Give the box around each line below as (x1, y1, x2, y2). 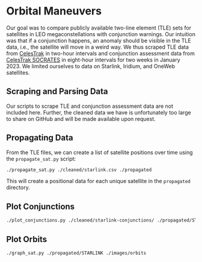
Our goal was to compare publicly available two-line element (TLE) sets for (6, 24, 191, 31)
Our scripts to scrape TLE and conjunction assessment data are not (6, 102, 173, 110)
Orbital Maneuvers (6, 4, 102, 18)
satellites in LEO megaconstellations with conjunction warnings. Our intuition (6, 30, 195, 37)
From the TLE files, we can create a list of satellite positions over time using (6, 149, 194, 156)
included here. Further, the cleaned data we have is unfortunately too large (6, 108, 191, 116)
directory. (6, 184, 30, 191)
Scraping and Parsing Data (6, 86, 108, 97)
